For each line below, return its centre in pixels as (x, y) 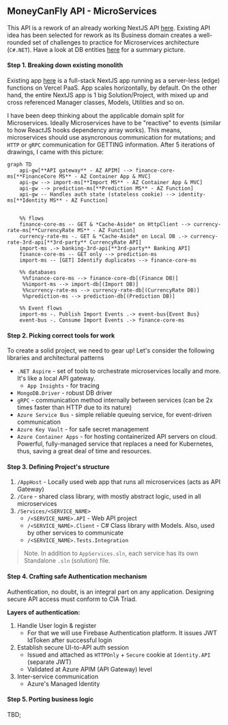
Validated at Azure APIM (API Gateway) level (89, 669)
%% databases (38, 272)
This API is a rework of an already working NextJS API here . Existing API (109, 27)
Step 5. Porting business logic (51, 699)
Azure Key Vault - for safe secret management (83, 429)
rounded (19, 42)
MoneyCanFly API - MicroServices (82, 11)
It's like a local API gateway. (56, 379)
